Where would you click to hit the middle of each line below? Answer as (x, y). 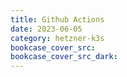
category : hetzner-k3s (57, 38)
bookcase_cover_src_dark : (64, 57)
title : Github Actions (57, 19)
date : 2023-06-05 (46, 29)
